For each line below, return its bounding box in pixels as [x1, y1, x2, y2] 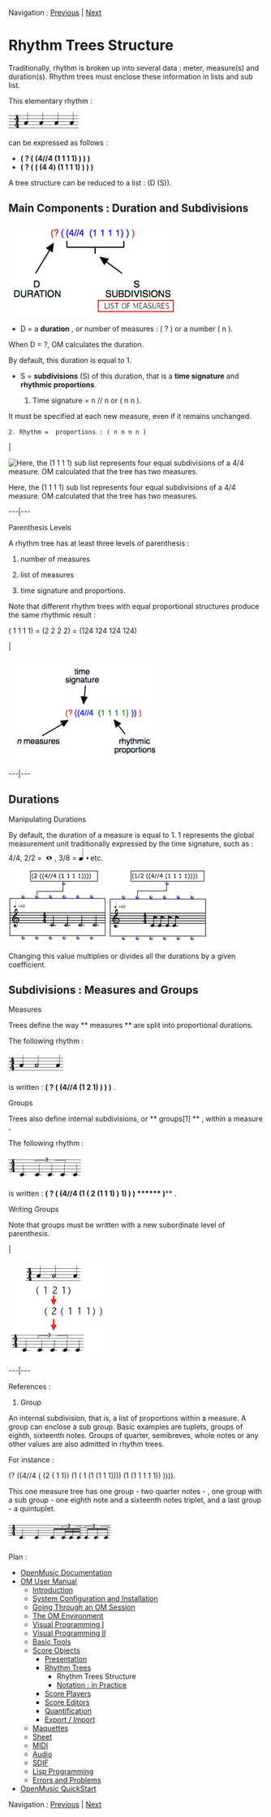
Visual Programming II [32, 1628, 106, 1638]
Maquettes [32, 1723, 69, 1733]
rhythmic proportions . [19, 379, 97, 390]
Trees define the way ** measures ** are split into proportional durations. [8, 1021, 254, 1031]
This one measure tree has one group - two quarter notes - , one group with [8, 1487, 262, 1497]
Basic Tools [32, 1637, 71, 1647]
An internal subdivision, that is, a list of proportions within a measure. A [8, 1414, 247, 1423]
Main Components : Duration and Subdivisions [8, 202, 249, 216]
